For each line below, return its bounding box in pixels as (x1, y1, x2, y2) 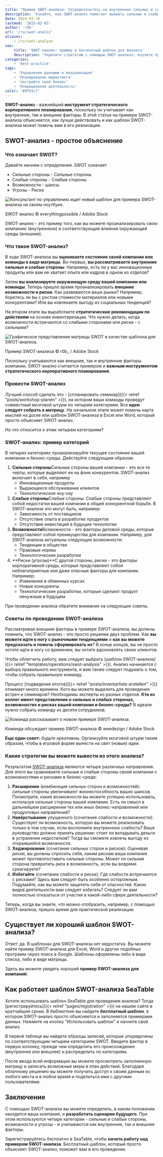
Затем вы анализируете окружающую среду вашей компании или (5, 279, 147, 285)
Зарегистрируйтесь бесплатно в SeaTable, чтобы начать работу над (5, 1136, 148, 1141)
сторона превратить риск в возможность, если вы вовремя (12, 861, 137, 867)
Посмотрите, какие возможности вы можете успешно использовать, (12, 793, 156, 800)
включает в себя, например (12, 474, 70, 480)
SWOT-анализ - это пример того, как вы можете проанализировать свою (5, 221, 158, 227)
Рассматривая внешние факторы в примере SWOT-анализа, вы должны (5, 626, 155, 632)
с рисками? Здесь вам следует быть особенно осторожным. (12, 876, 139, 882)
